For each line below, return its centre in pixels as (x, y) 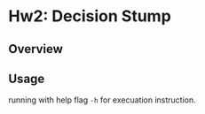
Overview (36, 49)
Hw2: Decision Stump (90, 16)
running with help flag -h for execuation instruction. (102, 100)
